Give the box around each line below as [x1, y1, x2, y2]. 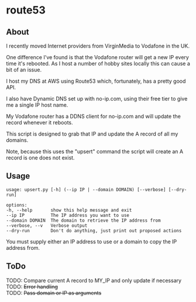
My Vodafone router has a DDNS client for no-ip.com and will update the [6, 113, 181, 120]
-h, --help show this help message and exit [6, 207, 132, 213]
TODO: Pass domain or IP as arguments [6, 289, 102, 296]
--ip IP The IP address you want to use [6, 212, 130, 218]
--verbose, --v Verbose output [6, 222, 88, 229]
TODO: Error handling [6, 283, 59, 290]
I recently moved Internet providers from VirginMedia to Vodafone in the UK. [6, 42, 190, 49]
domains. [6, 137, 29, 144]
